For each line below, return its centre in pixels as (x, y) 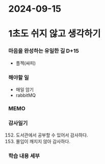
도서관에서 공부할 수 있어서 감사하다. (52, 135)
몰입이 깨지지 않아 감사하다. (43, 142)
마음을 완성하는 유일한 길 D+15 (44, 51)
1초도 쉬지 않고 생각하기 (55, 34)
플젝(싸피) (26, 63)
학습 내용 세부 (24, 156)
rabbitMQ (26, 95)
